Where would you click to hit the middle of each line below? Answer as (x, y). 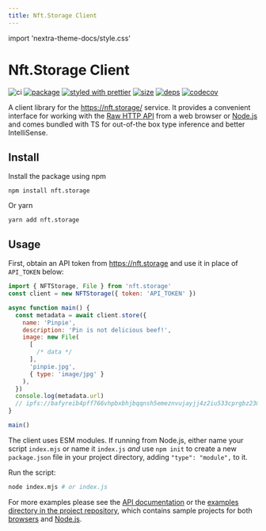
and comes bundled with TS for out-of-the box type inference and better (127, 124)
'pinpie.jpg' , (53, 366)
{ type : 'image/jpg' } (66, 374)
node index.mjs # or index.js (58, 487)
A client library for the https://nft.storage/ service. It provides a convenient (129, 107)
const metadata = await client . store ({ (81, 315)
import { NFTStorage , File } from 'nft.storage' (90, 286)
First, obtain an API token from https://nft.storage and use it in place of (123, 264)
